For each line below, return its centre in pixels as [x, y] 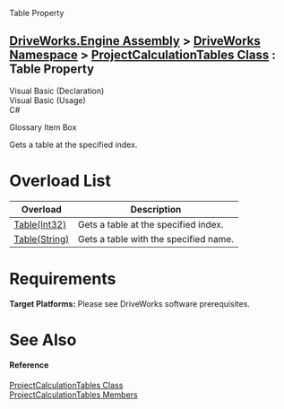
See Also [43, 339]
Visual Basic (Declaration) [57, 91]
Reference [29, 365]
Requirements [63, 278]
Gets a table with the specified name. [156, 239]
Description [156, 209]
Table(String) [42, 239]
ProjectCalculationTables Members [73, 395]
